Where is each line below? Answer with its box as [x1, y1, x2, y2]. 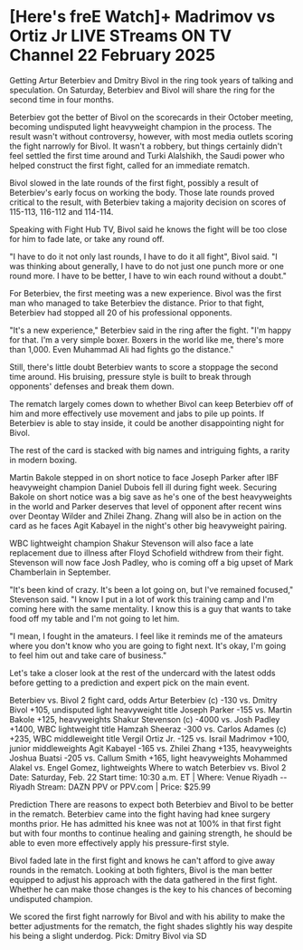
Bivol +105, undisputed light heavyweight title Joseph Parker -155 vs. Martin [9, 704, 292, 715]
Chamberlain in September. [9, 567, 111, 577]
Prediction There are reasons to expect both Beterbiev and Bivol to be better [9, 799, 294, 809]
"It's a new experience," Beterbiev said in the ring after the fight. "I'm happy [9, 325, 292, 335]
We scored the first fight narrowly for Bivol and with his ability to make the [9, 911, 286, 922]
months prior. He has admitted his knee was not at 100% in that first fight [9, 818, 282, 829]
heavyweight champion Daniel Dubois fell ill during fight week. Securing [9, 481, 278, 492]
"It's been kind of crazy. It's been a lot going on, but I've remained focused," [9, 584, 294, 595]
